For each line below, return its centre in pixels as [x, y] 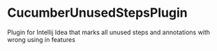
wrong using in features [41, 39]
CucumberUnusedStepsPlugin [97, 13]
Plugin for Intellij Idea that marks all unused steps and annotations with [109, 32]
